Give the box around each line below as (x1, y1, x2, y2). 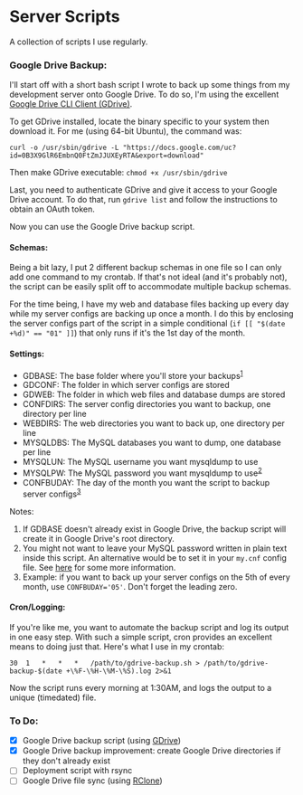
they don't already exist (22, 755, 111, 766)
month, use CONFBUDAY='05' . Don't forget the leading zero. (22, 581, 238, 592)
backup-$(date (9, 667, 63, 676)
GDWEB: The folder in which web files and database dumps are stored (22, 389, 286, 400)
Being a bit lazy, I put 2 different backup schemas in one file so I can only (9, 262, 282, 273)
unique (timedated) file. (9, 692, 97, 703)
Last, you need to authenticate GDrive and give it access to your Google (9, 185, 278, 195)
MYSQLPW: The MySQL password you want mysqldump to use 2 (22, 466, 262, 478)
